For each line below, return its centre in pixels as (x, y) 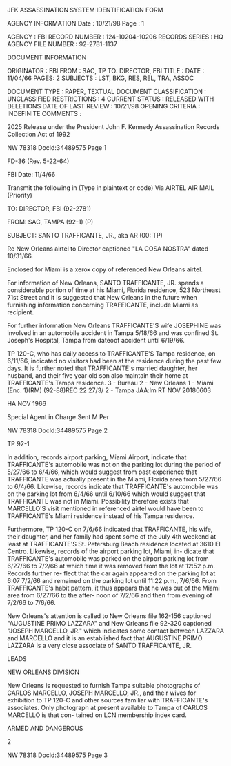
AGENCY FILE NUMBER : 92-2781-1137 (62, 44)
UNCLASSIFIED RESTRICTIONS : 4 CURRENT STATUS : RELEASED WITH (111, 99)
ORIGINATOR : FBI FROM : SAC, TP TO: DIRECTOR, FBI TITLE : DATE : (106, 71)
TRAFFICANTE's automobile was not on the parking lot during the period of (114, 465)
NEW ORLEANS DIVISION (43, 672)
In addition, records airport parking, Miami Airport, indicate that (97, 457)
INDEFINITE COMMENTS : (44, 114)
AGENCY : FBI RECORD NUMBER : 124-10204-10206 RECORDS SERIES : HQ (115, 37)
